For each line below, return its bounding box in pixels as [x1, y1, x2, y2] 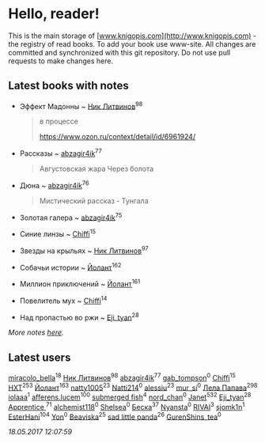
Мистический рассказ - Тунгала [39, 195, 149, 206]
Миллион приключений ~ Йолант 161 [19, 278, 141, 289]
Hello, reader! [8, 5, 100, 23]
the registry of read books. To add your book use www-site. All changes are [8, 39, 256, 48]
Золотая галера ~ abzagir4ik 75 [19, 211, 123, 222]
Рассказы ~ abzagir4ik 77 [19, 147, 103, 158]
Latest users [8, 350, 71, 364]
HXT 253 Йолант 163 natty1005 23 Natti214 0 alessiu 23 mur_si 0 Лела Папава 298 [8, 381, 258, 392]
